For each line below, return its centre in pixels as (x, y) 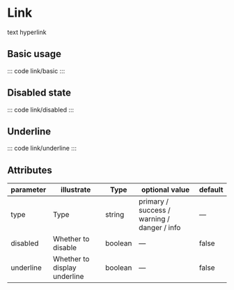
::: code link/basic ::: (36, 70)
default (211, 190)
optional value (166, 190)
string (115, 215)
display (65, 268)
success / (155, 211)
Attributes (30, 170)
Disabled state (39, 93)
